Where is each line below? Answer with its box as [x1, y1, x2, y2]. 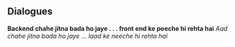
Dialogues [7, 6, 53, 18]
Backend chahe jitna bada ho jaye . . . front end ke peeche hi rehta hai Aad [7, 24, 228, 32]
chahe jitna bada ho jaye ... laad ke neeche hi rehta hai [7, 32, 168, 40]
